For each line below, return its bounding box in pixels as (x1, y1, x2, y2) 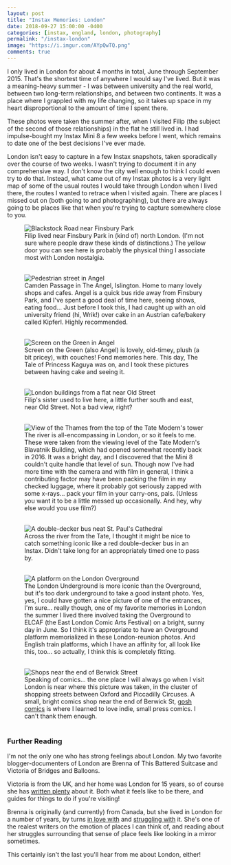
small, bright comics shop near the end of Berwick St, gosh (24, 697, 192, 705)
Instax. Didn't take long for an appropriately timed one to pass (24, 546, 199, 554)
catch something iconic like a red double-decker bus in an (24, 539, 189, 547)
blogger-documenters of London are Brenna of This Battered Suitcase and (7, 759, 218, 767)
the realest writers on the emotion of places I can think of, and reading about (7, 822, 224, 831)
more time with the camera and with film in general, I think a (24, 467, 194, 475)
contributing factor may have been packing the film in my (24, 474, 187, 483)
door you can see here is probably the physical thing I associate (24, 245, 206, 254)
